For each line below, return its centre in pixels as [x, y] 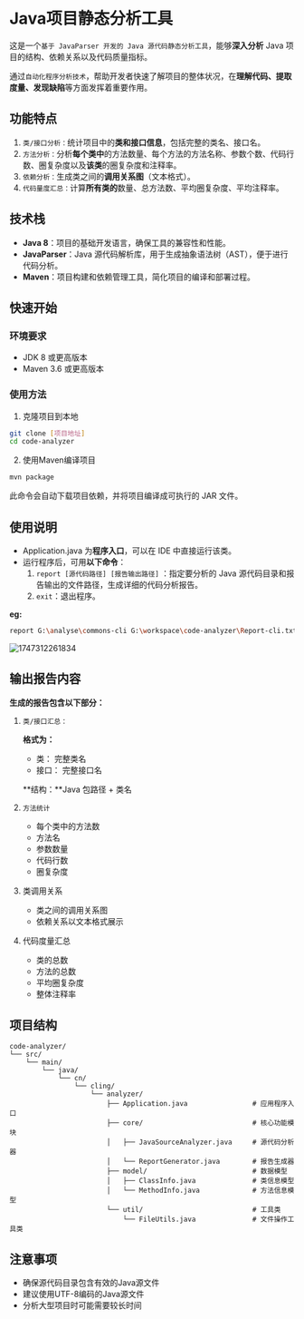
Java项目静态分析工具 [91, 19]
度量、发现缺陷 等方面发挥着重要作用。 [81, 87]
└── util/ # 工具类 [194, 1210]
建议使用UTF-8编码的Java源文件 [83, 1295]
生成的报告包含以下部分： [57, 702]
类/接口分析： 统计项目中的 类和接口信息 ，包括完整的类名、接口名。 [144, 142]
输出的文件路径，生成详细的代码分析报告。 [123, 584]
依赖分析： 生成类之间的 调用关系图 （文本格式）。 [109, 176]
